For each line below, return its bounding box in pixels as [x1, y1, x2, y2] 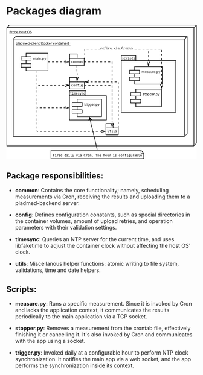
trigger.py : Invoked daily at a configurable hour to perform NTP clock [14, 349, 188, 356]
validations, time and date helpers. [14, 266, 101, 274]
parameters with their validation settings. [14, 224, 117, 232]
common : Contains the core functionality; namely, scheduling [14, 187, 169, 194]
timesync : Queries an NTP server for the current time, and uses [14, 236, 175, 243]
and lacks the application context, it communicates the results [14, 306, 170, 314]
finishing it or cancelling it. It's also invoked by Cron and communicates [14, 331, 193, 338]
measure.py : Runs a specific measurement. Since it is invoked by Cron [14, 300, 192, 307]
